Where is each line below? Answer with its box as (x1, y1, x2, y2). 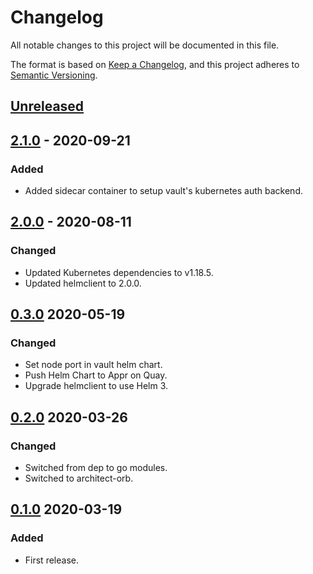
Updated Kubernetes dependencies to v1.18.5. (24, 266, 214, 278)
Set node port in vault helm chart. (24, 359, 163, 371)
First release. (24, 554, 79, 566)
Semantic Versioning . (10, 69, 98, 81)
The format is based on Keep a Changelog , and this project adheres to (10, 58, 300, 70)
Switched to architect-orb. (24, 472, 134, 485)
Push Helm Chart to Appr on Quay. (24, 369, 168, 381)
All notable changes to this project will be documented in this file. (10, 39, 280, 51)
